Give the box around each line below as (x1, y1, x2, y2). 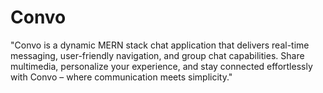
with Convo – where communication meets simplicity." (10, 71, 233, 83)
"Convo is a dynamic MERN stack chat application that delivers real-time (10, 39, 310, 51)
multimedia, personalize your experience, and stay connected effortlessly (10, 60, 313, 72)
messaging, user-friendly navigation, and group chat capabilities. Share (10, 49, 305, 61)
